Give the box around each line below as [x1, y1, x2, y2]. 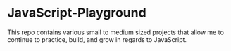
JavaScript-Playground [7, 5, 146, 21]
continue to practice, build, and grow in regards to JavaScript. [7, 35, 187, 43]
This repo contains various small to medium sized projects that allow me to [7, 28, 224, 36]
